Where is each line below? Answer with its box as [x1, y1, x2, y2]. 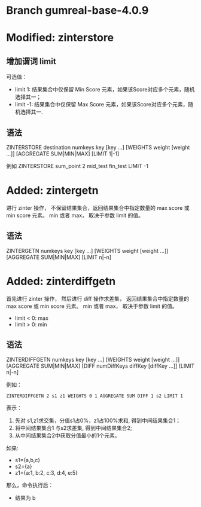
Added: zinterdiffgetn [6, 274, 116, 288]
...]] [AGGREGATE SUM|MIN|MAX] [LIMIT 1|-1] [6, 150, 120, 157]
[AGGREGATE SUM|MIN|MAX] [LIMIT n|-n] [6, 253, 112, 261]
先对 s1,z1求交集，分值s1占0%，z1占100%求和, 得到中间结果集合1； [14, 417, 181, 424]
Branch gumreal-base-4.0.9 [6, 4, 149, 17]
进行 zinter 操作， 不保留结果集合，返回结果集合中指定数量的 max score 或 [6, 204, 190, 211]
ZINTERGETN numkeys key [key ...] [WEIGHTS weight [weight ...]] [6, 247, 169, 254]
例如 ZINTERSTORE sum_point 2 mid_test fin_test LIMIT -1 [6, 163, 148, 169]
